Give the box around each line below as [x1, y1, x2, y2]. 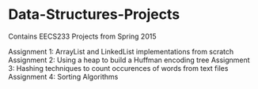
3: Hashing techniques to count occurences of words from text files [8, 63, 229, 72]
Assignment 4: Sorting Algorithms [8, 72, 119, 81]
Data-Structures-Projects [8, 6, 180, 24]
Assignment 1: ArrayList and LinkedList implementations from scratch [8, 46, 234, 56]
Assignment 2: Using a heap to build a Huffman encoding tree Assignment [8, 55, 251, 65]
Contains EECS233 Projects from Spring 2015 [8, 32, 157, 41]
